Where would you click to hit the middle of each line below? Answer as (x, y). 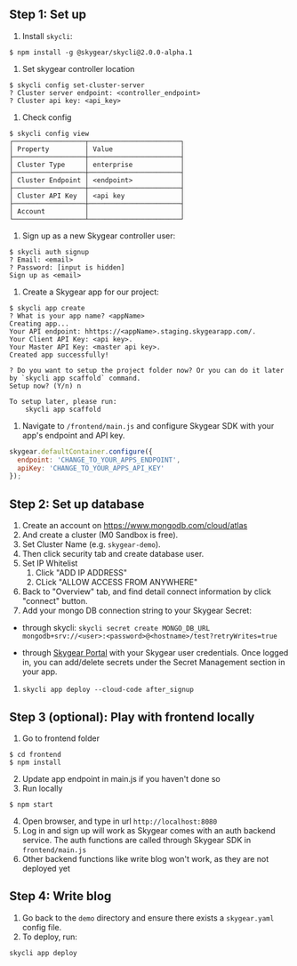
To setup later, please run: (63, 401)
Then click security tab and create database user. (113, 554)
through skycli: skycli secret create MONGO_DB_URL (116, 628)
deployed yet (46, 868)
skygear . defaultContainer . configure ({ (81, 451)
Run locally (42, 788)
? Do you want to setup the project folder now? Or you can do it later (147, 370)
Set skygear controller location (78, 68)
